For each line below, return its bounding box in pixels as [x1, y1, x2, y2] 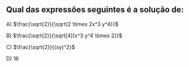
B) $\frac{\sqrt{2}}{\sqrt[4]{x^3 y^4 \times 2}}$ [6, 32, 122, 39]
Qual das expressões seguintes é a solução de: [6, 5, 184, 15]
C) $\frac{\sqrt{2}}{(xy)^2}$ [6, 43, 75, 50]
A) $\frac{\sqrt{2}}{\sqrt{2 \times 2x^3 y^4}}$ [6, 20, 119, 27]
